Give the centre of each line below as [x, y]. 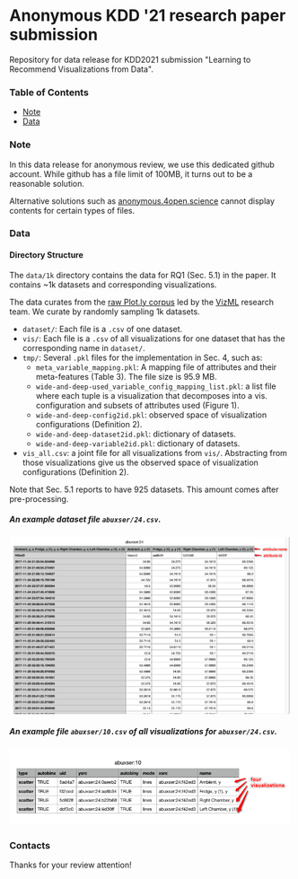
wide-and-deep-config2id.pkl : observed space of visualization [151, 415]
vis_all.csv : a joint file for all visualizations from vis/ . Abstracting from [154, 453]
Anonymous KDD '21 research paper [148, 16]
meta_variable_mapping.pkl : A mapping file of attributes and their [156, 367]
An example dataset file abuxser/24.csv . [85, 519]
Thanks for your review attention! [70, 865]
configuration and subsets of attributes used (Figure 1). [137, 405]
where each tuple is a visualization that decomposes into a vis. [151, 395]
